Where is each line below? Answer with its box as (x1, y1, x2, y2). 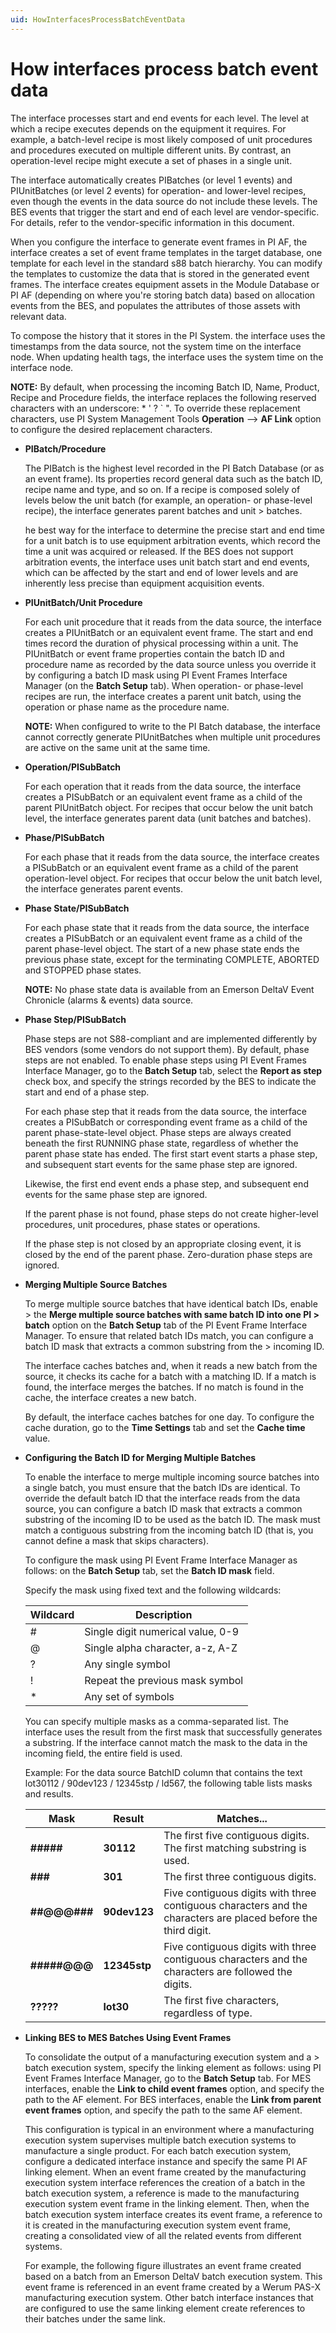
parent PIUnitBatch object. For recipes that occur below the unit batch (24, 801, 313, 813)
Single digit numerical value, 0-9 (84, 1624, 240, 1638)
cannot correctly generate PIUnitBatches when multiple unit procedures (24, 731, 321, 743)
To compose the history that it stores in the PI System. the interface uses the (10, 329, 326, 341)
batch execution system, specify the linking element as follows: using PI (24, 2061, 322, 2073)
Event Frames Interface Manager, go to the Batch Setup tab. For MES (24, 2072, 312, 2084)
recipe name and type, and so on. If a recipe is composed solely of (24, 483, 301, 495)
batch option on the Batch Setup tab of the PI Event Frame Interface (24, 1319, 308, 1331)
